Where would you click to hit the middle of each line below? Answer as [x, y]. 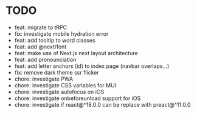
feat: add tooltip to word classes [55, 40]
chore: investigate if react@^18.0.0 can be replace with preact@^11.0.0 [102, 104]
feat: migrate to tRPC [41, 27]
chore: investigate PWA [44, 79]
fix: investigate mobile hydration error [61, 33]
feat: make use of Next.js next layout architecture [76, 53]
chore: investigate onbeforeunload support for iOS [78, 98]
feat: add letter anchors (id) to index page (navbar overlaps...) [92, 66]
